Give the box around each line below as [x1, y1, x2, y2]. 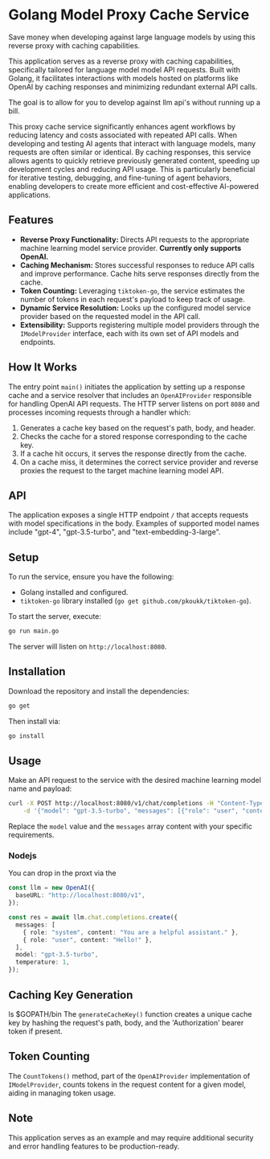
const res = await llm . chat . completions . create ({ [8, 914, 178, 922]
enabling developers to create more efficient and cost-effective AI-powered [8, 181, 260, 190]
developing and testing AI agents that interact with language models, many [8, 138, 256, 148]
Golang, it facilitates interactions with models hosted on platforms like [8, 73, 239, 83]
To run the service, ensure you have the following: [8, 572, 174, 582]
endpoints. [19, 337, 56, 346]
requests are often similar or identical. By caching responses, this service [8, 147, 252, 157]
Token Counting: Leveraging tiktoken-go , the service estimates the [19, 285, 245, 295]
